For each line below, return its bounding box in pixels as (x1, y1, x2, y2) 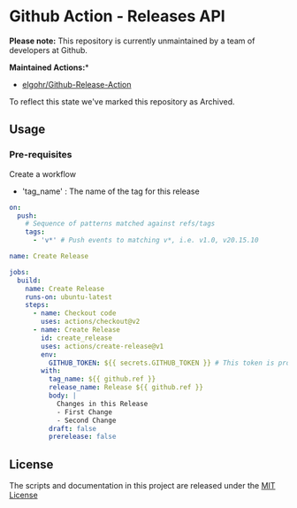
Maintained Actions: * (9, 62, 90, 73)
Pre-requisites (9, 149, 72, 161)
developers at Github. (9, 44, 88, 55)
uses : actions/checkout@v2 (41, 317, 141, 327)
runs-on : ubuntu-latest (25, 292, 113, 302)
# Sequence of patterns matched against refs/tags (25, 219, 216, 228)
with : (41, 366, 62, 375)
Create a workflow (9, 168, 77, 179)
